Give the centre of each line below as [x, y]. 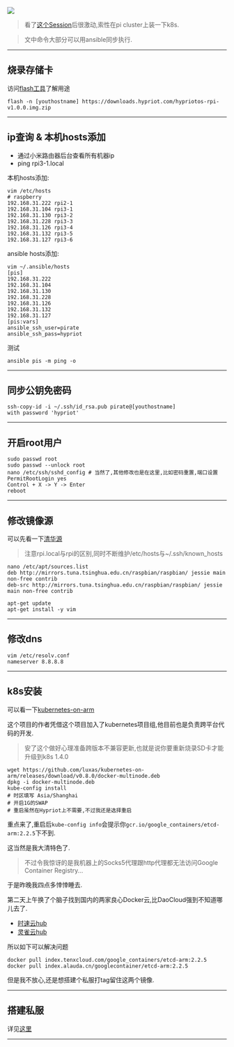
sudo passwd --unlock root [46, 465]
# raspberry [24, 197]
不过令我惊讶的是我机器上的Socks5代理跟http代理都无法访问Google [121, 862]
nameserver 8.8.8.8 [36, 662]
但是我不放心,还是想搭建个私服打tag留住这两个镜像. [81, 979]
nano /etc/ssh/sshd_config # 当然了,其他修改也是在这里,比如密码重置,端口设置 [112, 473]
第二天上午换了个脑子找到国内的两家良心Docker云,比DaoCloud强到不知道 [112, 899]
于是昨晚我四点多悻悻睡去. [45, 884]
